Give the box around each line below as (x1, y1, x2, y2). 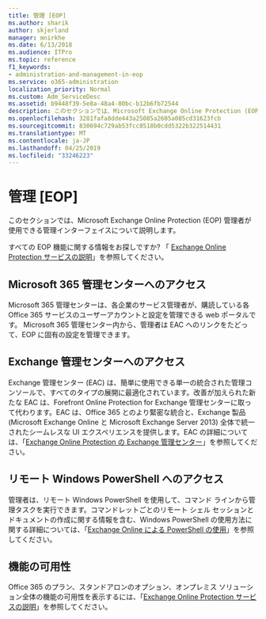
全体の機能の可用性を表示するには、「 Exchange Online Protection (21, 592, 234, 602)
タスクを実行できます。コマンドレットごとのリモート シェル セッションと (14, 504, 255, 515)
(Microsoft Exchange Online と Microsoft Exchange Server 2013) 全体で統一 (8, 417, 256, 427)
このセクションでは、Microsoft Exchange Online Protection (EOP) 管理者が (8, 215, 252, 226)
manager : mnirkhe (8, 33, 66, 42)
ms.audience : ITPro (8, 48, 73, 56)
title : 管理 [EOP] (8, 11, 66, 20)
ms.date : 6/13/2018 (8, 41, 73, 49)
